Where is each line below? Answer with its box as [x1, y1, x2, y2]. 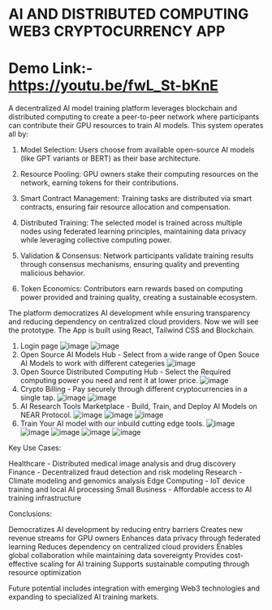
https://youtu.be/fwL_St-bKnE [8, 76, 219, 95]
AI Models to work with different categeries [19, 359, 165, 368]
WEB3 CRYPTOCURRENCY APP [8, 22, 226, 41]
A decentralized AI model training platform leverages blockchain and [8, 103, 238, 114]
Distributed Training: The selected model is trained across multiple [19, 218, 243, 228]
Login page [19, 342, 58, 351]
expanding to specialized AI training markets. [8, 592, 160, 602]
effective [8, 559, 38, 569]
